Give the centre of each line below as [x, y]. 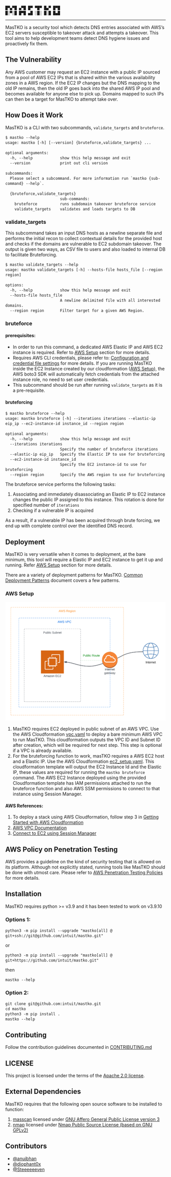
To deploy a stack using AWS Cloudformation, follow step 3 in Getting [85, 817]
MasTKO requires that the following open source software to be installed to [84, 1104]
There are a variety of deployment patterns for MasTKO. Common [74, 575]
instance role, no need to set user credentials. [61, 380]
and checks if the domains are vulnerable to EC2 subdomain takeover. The [83, 244]
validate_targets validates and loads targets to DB [75, 209]
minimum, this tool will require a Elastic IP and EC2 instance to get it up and [84, 560]
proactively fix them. [27, 44]
